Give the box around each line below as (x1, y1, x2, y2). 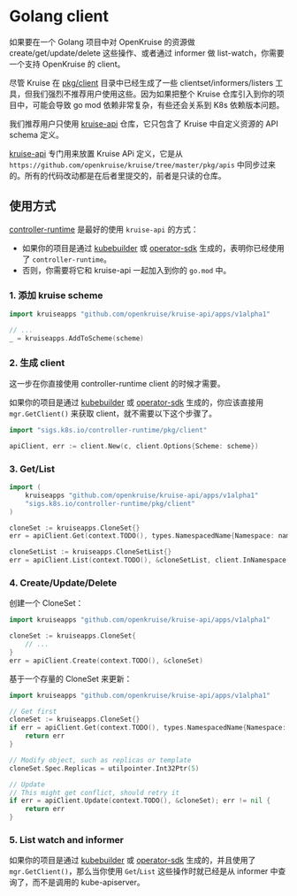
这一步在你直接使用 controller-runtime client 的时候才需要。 (9, 378, 225, 388)
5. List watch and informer (9, 833, 125, 846)
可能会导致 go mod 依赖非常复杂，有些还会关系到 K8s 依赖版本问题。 (32, 99, 285, 110)
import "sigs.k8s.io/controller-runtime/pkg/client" (9, 425, 208, 434)
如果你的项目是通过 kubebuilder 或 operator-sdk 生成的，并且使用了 (9, 855, 256, 866)
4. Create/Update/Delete (9, 577, 118, 589)
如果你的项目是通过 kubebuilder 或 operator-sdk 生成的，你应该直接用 (9, 396, 263, 408)
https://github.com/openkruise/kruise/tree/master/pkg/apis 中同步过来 (9, 159, 276, 170)
